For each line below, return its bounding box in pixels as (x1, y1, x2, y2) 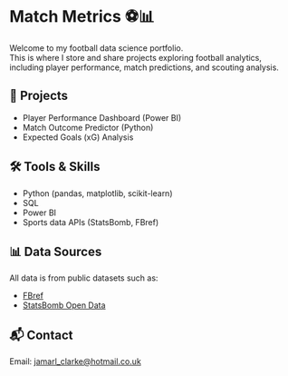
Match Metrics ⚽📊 (9, 6, 156, 27)
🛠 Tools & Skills (9, 159, 101, 174)
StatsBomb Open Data (22, 300, 106, 311)
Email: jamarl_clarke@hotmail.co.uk (9, 356, 142, 367)
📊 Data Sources (9, 243, 102, 259)
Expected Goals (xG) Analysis (22, 132, 134, 143)
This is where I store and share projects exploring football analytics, (9, 52, 263, 63)
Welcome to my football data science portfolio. (9, 42, 184, 54)
